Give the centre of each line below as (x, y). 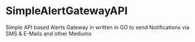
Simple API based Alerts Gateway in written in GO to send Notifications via (97, 27)
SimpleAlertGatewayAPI (67, 11)
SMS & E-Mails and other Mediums (49, 33)
